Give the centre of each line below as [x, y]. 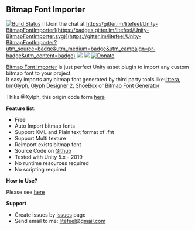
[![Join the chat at [63, 23]
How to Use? [22, 180]
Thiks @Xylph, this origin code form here [56, 97]
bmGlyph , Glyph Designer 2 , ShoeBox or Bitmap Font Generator [83, 85]
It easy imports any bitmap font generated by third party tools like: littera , [93, 79]
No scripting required [40, 169]
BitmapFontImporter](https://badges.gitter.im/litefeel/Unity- [78, 30]
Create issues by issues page [50, 214]
